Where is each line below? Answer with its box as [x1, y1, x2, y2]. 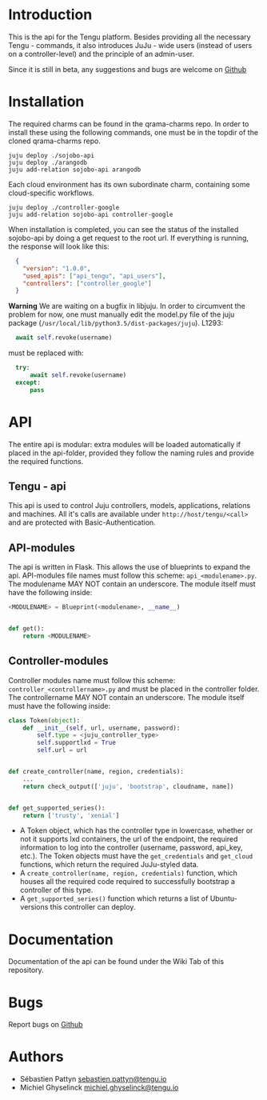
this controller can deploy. [50, 902, 136, 912]
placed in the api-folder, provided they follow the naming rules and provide [8, 448, 254, 458]
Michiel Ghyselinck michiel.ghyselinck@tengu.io [19, 1082, 179, 1093]
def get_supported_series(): [8, 804, 106, 812]
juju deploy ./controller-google [8, 203, 120, 211]
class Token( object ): [8, 716, 81, 725]
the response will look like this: [8, 242, 110, 251]
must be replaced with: [8, 348, 84, 358]
